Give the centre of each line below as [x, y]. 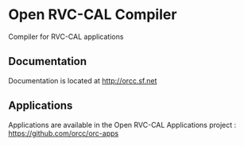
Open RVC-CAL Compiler [93, 15]
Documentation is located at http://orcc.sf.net [83, 80]
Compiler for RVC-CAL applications [66, 36]
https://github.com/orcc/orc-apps [64, 133]
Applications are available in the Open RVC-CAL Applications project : [122, 125]
